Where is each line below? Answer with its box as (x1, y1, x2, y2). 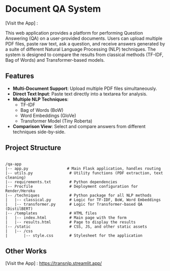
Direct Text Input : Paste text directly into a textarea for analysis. (12, 90, 148, 97)
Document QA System (5, 3, 101, 15)
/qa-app (5, 161, 22, 166)
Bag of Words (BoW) (20, 107, 64, 113)
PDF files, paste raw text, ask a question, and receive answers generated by (5, 40, 165, 46)
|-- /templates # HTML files (5, 210, 97, 216)
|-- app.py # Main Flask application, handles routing (5, 166, 161, 171)
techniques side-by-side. (12, 129, 66, 135)
